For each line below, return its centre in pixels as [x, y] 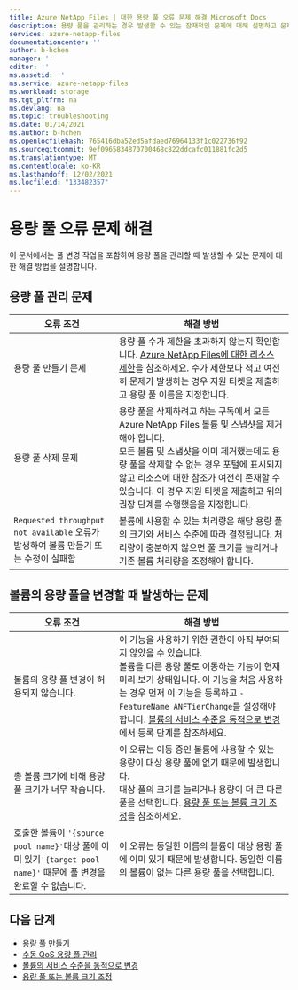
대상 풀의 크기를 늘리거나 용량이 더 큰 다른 [201, 789]
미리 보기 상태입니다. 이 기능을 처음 [188, 680]
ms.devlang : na [37, 108]
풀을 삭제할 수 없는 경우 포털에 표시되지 [206, 464]
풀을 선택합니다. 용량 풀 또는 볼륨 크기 [193, 802]
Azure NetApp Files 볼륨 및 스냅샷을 [191, 424]
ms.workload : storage [49, 91]
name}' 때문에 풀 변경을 [60, 872]
